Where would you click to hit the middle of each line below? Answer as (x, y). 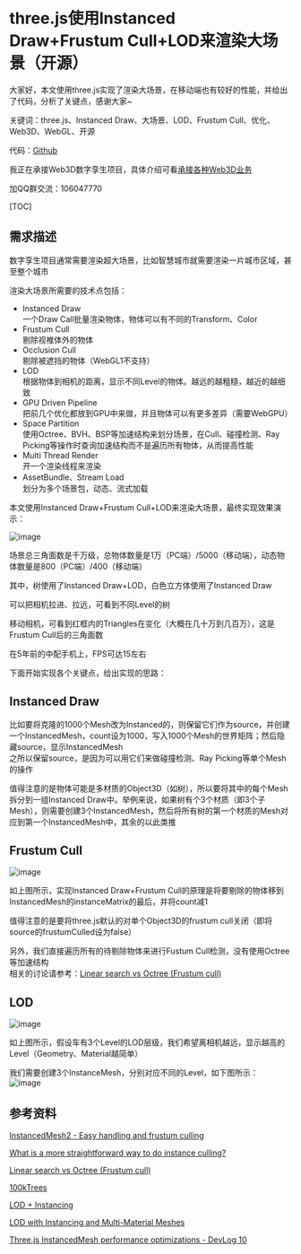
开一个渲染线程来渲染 (61, 466)
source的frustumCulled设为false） (73, 932)
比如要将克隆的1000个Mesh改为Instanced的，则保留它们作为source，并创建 (150, 724)
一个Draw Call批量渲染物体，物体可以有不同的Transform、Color (140, 318)
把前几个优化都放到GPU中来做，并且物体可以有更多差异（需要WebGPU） (157, 413)
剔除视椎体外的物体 (58, 340)
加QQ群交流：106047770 (56, 188)
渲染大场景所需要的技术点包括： (68, 290)
